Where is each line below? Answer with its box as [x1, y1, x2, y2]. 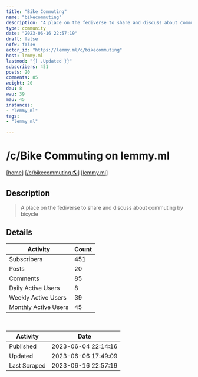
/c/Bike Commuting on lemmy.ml [6, 149, 170, 162]
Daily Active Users [9, 284, 60, 292]
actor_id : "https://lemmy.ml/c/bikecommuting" [6, 47, 123, 53]
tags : [6, 113, 19, 119]
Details [6, 227, 32, 238]
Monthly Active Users [9, 303, 69, 311]
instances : [6, 102, 33, 108]
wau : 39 [6, 91, 25, 97]
